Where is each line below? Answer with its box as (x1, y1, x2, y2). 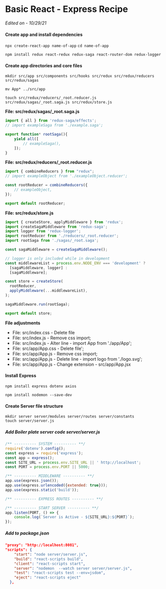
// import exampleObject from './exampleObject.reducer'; (5, 173, 128, 179)
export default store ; (5, 310, 52, 316)
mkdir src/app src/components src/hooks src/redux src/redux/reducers (5, 74, 155, 79)
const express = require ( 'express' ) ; (5, 450, 83, 455)
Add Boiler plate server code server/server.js (5, 429, 100, 435)
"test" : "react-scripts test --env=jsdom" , (14, 571, 106, 576)
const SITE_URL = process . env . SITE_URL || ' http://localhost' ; (5, 460, 141, 465)
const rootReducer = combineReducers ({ (5, 183, 88, 188)
